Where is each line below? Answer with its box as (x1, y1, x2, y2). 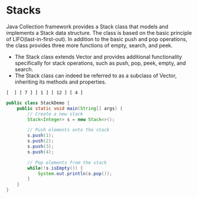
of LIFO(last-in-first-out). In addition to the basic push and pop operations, (6, 35, 187, 42)
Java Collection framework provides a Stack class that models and (6, 23, 168, 30)
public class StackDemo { (6, 100, 70, 106)
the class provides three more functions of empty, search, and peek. (6, 42, 173, 49)
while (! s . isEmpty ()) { (27, 165, 83, 171)
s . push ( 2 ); (27, 138, 54, 144)
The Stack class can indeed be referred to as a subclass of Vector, (14, 72, 177, 79)
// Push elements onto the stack (27, 127, 110, 133)
